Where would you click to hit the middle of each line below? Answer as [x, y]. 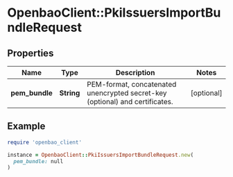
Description [135, 73]
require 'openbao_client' [44, 142]
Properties [31, 53]
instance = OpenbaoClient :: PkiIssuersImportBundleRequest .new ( [101, 155]
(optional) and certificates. [130, 102]
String [70, 93]
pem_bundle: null [38, 161]
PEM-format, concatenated [131, 84]
